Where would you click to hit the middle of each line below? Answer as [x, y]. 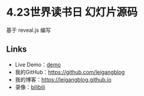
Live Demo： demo [38, 64]
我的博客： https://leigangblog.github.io [63, 79]
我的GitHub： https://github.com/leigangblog [70, 72]
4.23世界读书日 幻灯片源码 [72, 12]
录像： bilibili [30, 87]
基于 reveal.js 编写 [28, 30]
